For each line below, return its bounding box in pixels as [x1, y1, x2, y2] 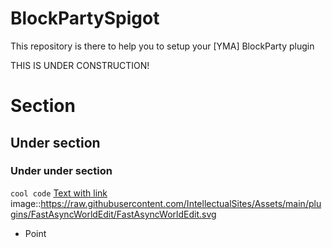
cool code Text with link [10, 187, 108, 199]
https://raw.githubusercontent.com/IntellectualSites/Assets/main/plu [40, 197, 322, 209]
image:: [10, 197, 42, 209]
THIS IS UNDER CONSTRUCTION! [10, 59, 150, 71]
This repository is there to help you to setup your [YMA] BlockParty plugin [10, 40, 315, 52]
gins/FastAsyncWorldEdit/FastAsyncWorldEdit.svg [10, 208, 217, 220]
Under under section [10, 164, 113, 178]
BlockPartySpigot [10, 7, 160, 30]
